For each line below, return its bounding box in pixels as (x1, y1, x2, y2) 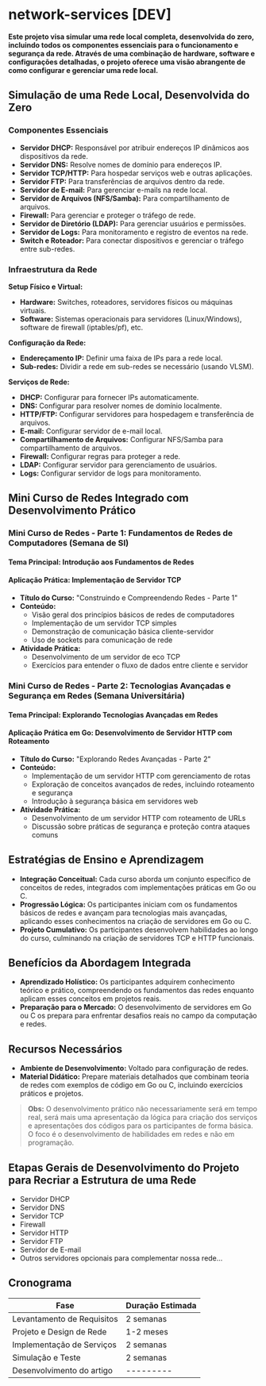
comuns (31, 830, 59, 839)
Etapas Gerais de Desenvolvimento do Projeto (8, 1161, 240, 1174)
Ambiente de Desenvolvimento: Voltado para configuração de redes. (19, 1064, 249, 1073)
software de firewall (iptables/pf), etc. (19, 322, 144, 332)
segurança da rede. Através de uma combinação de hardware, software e (8, 48, 256, 58)
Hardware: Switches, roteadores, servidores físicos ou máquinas (19, 297, 233, 306)
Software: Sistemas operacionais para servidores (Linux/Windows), (19, 314, 242, 323)
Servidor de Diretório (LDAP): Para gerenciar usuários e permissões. (19, 218, 246, 228)
